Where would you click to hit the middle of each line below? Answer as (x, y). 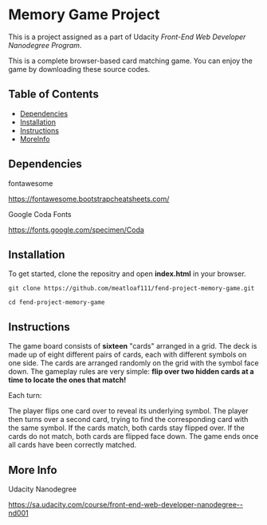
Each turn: (25, 396)
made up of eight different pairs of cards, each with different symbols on (128, 355)
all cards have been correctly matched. (73, 445)
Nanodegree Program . (45, 45)
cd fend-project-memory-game (57, 302)
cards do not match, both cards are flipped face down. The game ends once (133, 436)
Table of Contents (54, 95)
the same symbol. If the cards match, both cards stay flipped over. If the (127, 428)
